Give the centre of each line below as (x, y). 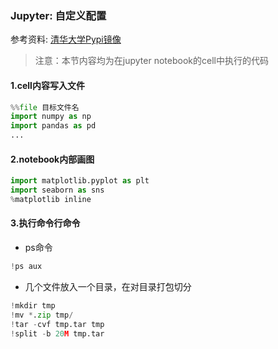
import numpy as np (51, 117)
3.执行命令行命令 (45, 223)
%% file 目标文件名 (45, 107)
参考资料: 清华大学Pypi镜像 (66, 39)
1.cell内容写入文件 (47, 85)
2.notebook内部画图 (52, 159)
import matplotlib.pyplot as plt (80, 181)
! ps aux (26, 267)
